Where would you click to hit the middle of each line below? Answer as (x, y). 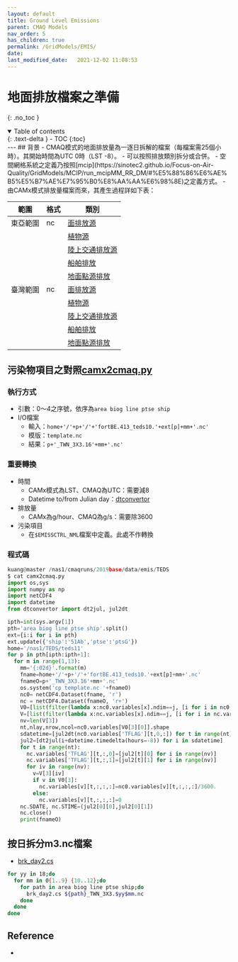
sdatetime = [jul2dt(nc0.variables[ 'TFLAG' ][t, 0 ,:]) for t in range (120, 734)
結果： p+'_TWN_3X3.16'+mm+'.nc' (76, 444)
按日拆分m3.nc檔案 (50, 843)
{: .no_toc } (23, 117)
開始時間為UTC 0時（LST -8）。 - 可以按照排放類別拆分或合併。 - (123, 156)
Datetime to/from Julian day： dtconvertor (89, 499)
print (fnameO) (41, 820)
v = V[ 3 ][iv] (49, 773)
